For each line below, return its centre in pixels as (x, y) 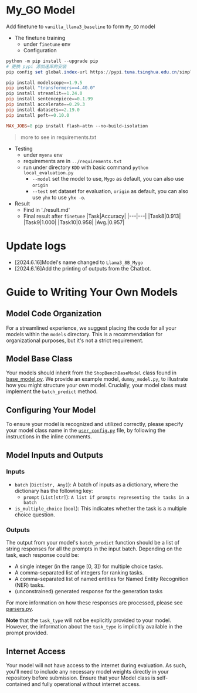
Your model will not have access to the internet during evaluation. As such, (96, 665)
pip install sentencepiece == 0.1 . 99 (50, 99)
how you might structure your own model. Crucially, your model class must (96, 386)
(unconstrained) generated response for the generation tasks (89, 591)
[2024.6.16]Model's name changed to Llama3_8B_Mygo (79, 262)
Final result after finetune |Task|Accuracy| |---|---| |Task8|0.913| (102, 216)
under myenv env (43, 155)
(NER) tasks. (30, 585)
